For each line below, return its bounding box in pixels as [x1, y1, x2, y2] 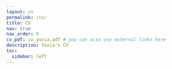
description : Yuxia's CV [6, 43, 69, 49]
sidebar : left [11, 53, 47, 59]
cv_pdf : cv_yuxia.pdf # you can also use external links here [6, 37, 166, 43]
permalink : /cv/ [6, 14, 47, 20]
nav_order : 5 [6, 31, 39, 37]
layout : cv [6, 8, 34, 15]
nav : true [6, 25, 31, 32]
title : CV [6, 20, 31, 26]
